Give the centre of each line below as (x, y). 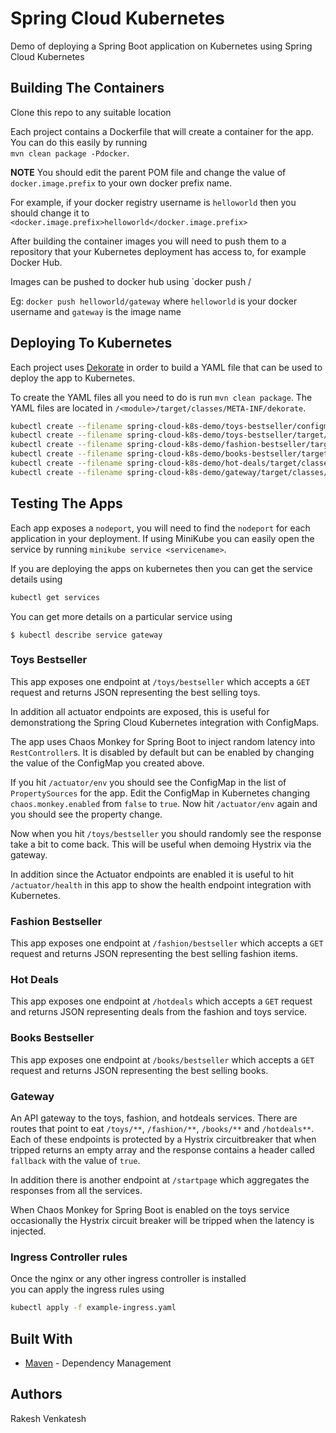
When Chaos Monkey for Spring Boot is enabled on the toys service (150, 1209)
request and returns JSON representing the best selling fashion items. (154, 954)
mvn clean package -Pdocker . (70, 153)
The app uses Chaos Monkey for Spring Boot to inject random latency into (163, 741)
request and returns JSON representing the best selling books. (139, 1070)
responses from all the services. (76, 1190)
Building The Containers (87, 88)
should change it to (50, 213)
